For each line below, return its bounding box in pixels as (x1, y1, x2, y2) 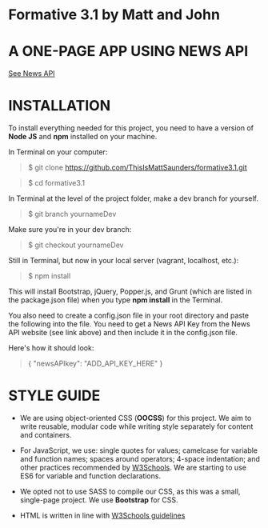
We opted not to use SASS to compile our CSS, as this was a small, (19, 486, 241, 496)
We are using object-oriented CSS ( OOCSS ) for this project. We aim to (19, 414, 252, 422)
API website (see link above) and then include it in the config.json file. (8, 328, 238, 338)
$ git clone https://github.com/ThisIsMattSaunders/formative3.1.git (27, 162, 248, 173)
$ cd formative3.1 (27, 178, 86, 188)
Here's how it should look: (8, 343, 94, 353)
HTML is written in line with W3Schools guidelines (19, 510, 186, 520)
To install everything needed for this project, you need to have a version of (8, 123, 254, 133)
